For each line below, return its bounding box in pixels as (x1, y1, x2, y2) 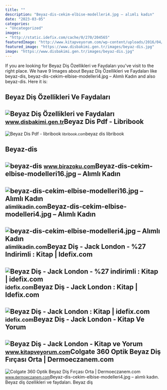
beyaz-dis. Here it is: (5, 78, 48, 85)
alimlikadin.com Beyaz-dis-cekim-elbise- (5, 202, 127, 210)
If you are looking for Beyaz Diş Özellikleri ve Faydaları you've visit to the (5, 63, 154, 69)
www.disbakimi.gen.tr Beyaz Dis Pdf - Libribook (5, 117, 144, 126)
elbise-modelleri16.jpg (5, 170, 77, 178)
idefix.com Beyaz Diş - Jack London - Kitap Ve (5, 315, 145, 324)
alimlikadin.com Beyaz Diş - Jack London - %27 (5, 242, 146, 251)
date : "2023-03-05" (5, 16, 46, 21)
